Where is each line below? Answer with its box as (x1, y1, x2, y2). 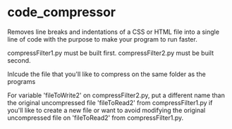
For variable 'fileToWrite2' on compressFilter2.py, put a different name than (7, 91, 226, 99)
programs (7, 77, 36, 85)
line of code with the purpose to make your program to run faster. (7, 35, 197, 43)
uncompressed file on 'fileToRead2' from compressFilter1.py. (7, 113, 184, 122)
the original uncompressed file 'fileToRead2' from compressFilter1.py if (7, 98, 213, 106)
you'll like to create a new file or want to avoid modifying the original (7, 106, 206, 114)
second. (7, 56, 31, 64)
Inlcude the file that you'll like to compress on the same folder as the (7, 70, 206, 78)
